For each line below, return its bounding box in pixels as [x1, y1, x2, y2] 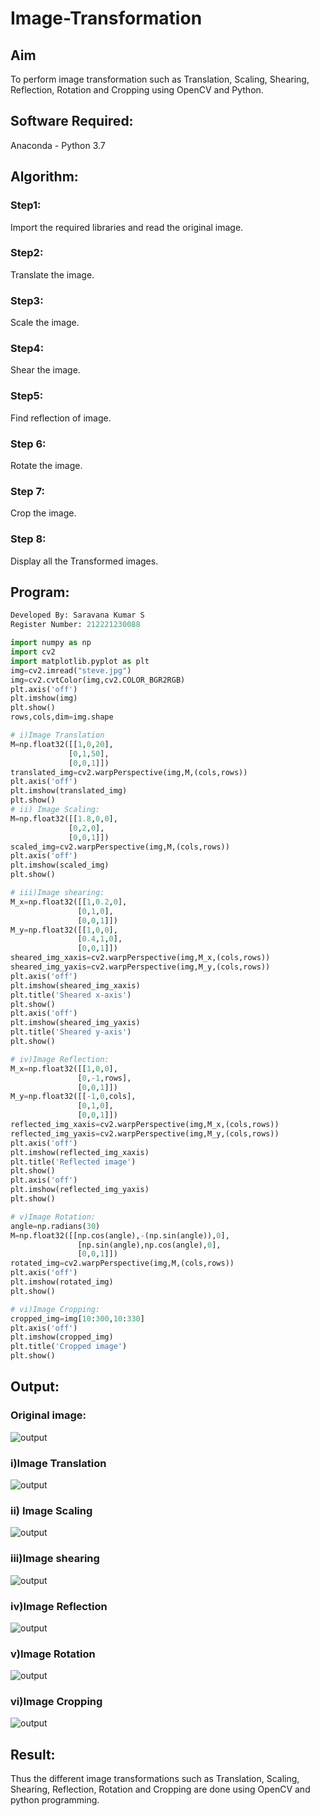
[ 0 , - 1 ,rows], [77, 1073, 132, 1083]
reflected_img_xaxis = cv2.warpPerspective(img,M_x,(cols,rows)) [10, 1120, 280, 1130]
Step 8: [10, 532, 47, 546]
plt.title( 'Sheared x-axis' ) [10, 990, 132, 1000]
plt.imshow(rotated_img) [10, 1277, 114, 1287]
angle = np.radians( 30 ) [10, 1221, 101, 1231]
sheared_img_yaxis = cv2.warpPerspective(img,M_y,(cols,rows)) [10, 962, 271, 972]
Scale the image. [10, 317, 80, 329]
